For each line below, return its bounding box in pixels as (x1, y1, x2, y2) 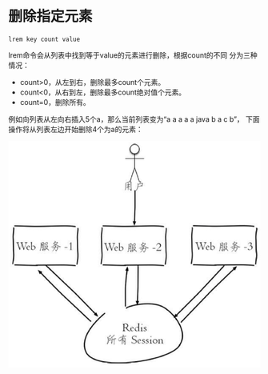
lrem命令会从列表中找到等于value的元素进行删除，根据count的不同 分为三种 (8, 50, 258, 60)
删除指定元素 (8, 7, 94, 26)
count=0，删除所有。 (19, 97, 90, 107)
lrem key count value (8, 35, 81, 43)
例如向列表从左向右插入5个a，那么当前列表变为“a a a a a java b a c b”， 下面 (8, 114, 260, 124)
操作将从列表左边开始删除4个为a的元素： (8, 124, 143, 134)
